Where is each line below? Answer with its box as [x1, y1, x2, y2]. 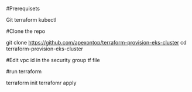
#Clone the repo [6, 28, 46, 35]
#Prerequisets [6, 5, 40, 12]
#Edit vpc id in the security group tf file [6, 57, 101, 63]
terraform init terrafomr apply [6, 79, 77, 86]
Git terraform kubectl [6, 16, 57, 23]
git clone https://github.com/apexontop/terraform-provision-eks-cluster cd [6, 39, 187, 46]
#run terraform [6, 68, 42, 75]
